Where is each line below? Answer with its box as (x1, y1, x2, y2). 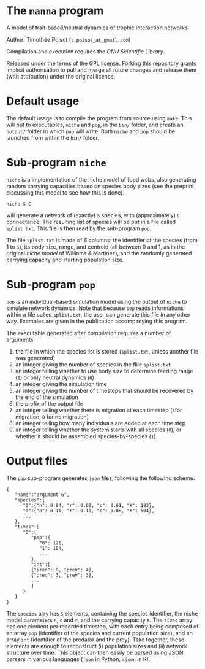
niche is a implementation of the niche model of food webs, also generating (6, 176, 197, 183)
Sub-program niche (6, 156, 106, 169)
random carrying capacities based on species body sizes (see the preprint (6, 182, 195, 190)
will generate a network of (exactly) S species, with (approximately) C (6, 211, 181, 218)
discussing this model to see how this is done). (6, 188, 124, 196)
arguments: (6, 336, 35, 343)
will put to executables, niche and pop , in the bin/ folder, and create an (6, 121, 184, 128)
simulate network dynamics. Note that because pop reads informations (6, 304, 184, 312)
